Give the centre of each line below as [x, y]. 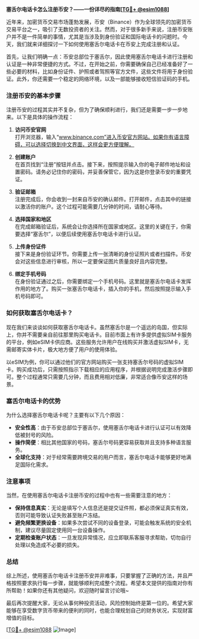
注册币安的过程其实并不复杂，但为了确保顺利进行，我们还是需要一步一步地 [97, 110]
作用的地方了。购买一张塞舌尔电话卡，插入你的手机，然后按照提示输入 [100, 289]
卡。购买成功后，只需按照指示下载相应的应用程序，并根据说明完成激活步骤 [97, 369]
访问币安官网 [30, 130]
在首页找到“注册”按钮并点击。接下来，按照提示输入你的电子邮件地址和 [100, 165]
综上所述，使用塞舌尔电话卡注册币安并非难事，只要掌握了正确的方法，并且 [97, 576]
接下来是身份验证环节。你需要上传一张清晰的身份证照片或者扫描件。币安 [103, 254]
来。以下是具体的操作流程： [40, 117]
